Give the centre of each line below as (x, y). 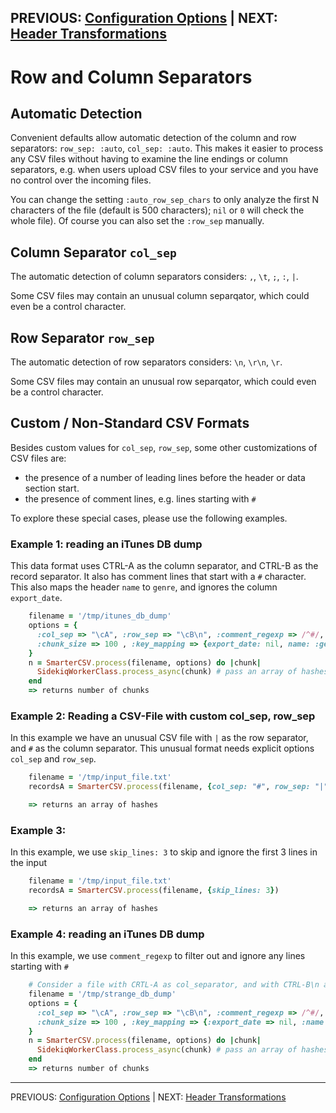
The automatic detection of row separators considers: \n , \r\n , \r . (146, 362)
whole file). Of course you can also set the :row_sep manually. (137, 221)
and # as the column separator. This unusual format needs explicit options (162, 748)
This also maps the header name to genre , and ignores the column (144, 587)
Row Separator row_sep (82, 337)
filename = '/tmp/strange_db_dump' (102, 994)
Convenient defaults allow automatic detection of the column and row (153, 138)
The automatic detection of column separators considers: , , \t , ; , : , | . (154, 277)
